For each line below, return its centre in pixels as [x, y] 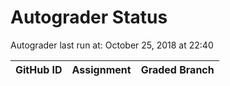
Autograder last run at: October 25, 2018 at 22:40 [112, 45]
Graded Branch [177, 69]
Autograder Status [89, 17]
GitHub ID [39, 69]
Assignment [101, 69]
